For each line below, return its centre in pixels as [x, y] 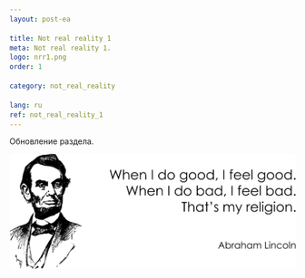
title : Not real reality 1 [60, 38]
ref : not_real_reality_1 [56, 115]
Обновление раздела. [52, 141]
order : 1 [26, 67]
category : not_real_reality [63, 86]
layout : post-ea [40, 19]
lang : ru [26, 105]
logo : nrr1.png [38, 58]
